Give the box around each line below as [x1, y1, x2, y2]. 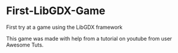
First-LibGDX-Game [6, 4, 106, 18]
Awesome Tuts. [6, 41, 44, 48]
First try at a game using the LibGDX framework [6, 24, 123, 31]
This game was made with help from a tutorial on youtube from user [6, 35, 172, 42]
